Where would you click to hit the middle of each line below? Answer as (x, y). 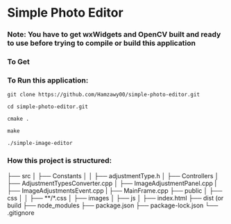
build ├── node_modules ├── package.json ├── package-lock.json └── (113, 205)
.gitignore (21, 212)
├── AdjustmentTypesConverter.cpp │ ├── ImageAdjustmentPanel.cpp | (112, 183)
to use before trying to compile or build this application (102, 43)
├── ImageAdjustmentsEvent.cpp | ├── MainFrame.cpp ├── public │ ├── (115, 190)
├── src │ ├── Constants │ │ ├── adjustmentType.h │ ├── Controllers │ (113, 175)
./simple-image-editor (40, 144)
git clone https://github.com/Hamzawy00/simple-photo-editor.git (103, 95)
